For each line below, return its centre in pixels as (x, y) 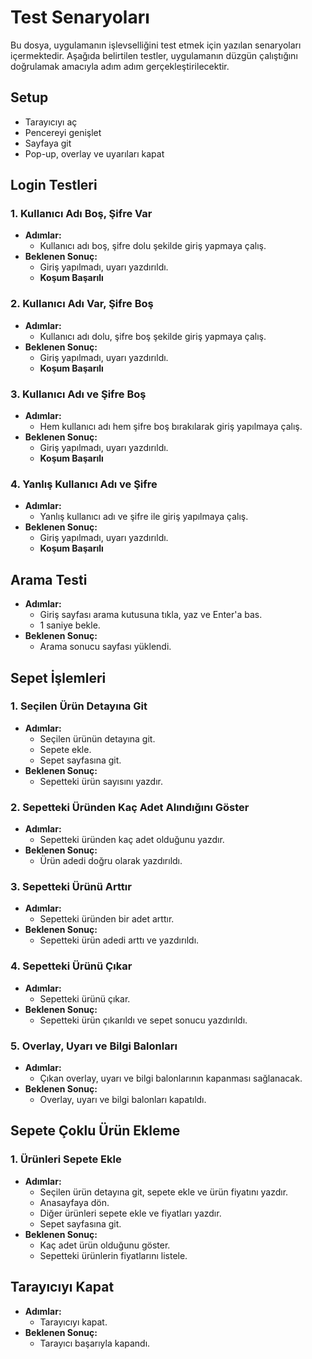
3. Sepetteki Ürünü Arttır (71, 887)
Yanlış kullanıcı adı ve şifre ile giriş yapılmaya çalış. (144, 517)
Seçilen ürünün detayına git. (97, 738)
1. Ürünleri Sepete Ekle (66, 1159)
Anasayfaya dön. (74, 1202)
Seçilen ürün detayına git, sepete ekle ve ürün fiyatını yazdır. (164, 1192)
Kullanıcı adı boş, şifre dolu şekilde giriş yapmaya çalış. (153, 246)
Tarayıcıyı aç (51, 122)
